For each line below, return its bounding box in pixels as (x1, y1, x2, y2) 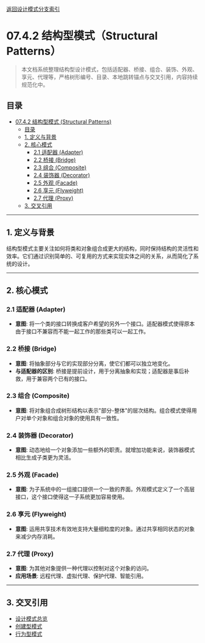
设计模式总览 (15, 615, 48, 622)
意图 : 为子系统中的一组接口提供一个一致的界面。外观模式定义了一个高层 (15, 485, 195, 493)
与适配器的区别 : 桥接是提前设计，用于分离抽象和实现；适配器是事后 (15, 367, 184, 375)
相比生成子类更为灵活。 (15, 454, 74, 461)
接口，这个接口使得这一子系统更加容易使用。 (15, 493, 128, 501)
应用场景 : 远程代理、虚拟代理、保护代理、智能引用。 (15, 572, 147, 579)
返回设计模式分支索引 (6, 6, 60, 12)
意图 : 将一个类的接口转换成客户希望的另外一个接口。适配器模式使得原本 (15, 320, 195, 328)
